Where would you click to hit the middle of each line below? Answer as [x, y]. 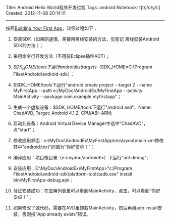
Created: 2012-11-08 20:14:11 [36, 13]
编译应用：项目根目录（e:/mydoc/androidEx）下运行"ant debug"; [80, 157]
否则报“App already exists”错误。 [56, 214]
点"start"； [24, 129]
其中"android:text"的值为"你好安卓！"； [54, 147]
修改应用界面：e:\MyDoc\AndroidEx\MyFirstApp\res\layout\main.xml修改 [88, 140]
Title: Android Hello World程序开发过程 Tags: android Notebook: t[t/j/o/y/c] [83, 7]
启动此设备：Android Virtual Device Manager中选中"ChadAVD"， [80, 123]
